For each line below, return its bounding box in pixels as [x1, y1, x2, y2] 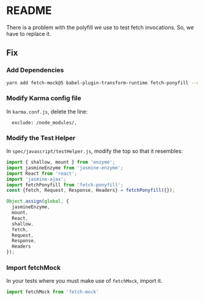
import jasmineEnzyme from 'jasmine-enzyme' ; [6, 164, 123, 171]
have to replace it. [6, 30, 52, 37]
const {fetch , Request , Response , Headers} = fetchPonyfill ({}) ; [6, 188, 175, 194]
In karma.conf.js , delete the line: [6, 107, 88, 115]
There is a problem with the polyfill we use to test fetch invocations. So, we [6, 24, 194, 31]
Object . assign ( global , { [6, 198, 69, 205]
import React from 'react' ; [6, 171, 78, 177]
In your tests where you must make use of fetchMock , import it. [6, 277, 163, 285]
